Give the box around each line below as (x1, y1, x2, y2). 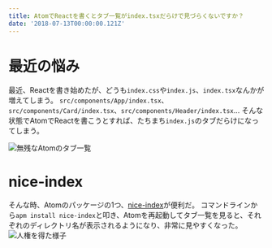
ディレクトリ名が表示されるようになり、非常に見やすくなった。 (29, 220, 243, 230)
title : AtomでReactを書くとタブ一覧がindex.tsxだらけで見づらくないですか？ (8, 11, 245, 20)
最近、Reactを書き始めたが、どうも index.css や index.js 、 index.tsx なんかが (8, 85, 265, 95)
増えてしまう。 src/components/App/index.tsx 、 (8, 95, 169, 106)
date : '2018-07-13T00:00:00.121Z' (8, 20, 126, 28)
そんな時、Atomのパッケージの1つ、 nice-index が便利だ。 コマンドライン (8, 200, 251, 210)
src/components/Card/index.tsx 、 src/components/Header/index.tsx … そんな (8, 106, 264, 115)
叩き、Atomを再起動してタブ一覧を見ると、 (102, 211, 248, 220)
